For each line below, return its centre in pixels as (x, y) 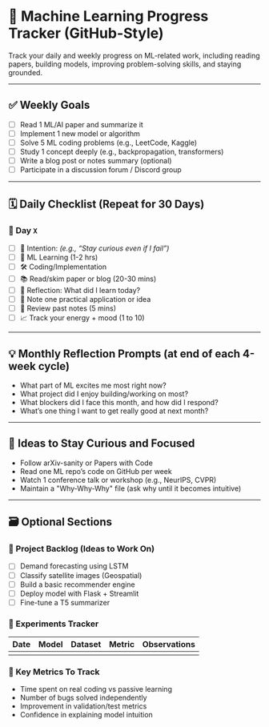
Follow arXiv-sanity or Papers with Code (86, 463)
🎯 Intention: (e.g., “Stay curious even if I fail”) (94, 248)
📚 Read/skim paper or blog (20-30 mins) (88, 279)
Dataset (86, 645)
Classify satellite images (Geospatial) (81, 575)
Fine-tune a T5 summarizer (65, 602)
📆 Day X (23, 231)
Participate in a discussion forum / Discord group (100, 170)
